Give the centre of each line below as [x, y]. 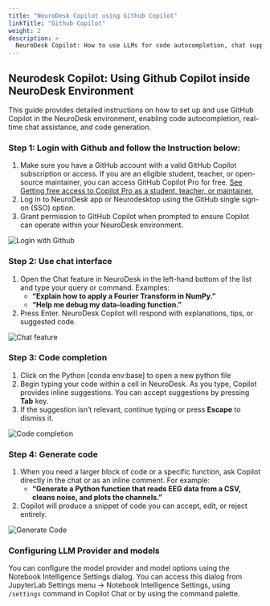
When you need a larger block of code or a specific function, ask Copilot [140, 472]
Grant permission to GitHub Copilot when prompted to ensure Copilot [135, 217]
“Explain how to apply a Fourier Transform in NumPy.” [124, 296]
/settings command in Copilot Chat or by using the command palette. [124, 594]
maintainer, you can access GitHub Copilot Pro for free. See [143, 182]
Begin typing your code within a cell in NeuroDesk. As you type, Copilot [138, 384]
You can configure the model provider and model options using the [119, 568]
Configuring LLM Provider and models [84, 551]
